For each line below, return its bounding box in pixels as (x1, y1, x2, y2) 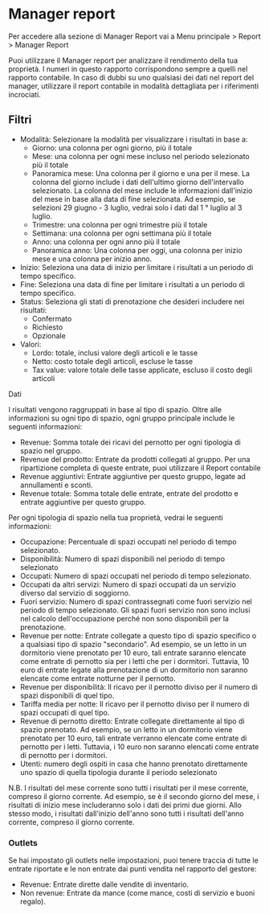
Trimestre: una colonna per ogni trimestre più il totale (31, 219, 208, 229)
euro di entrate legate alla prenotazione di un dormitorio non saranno (19, 665, 248, 674)
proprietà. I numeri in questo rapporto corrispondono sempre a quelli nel (8, 64, 248, 73)
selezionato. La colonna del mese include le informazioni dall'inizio (31, 186, 253, 195)
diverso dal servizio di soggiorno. (19, 588, 131, 597)
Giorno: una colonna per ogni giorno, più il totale (31, 142, 193, 153)
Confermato (31, 314, 72, 323)
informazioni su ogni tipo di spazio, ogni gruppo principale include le (8, 413, 235, 423)
